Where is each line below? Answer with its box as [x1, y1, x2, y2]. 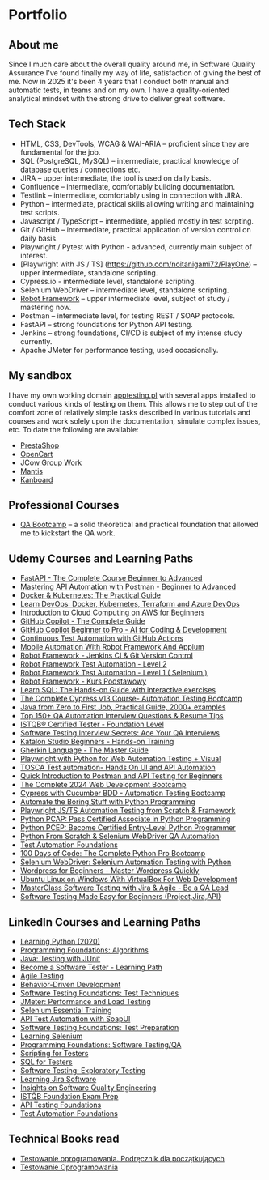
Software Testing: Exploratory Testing [19, 1066, 146, 1076]
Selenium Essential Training [19, 1006, 112, 1016]
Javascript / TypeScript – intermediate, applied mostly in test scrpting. [19, 216, 254, 226]
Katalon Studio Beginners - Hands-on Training [19, 737, 174, 747]
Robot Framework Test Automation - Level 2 [19, 659, 167, 669]
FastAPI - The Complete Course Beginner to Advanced [19, 573, 203, 583]
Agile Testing [19, 971, 65, 981]
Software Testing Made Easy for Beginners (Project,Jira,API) [19, 892, 221, 901]
